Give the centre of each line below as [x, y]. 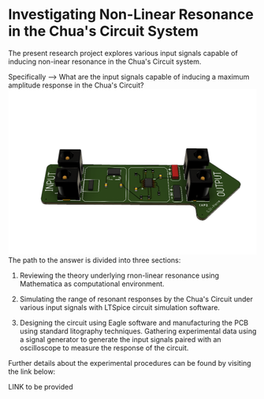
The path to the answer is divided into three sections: [95, 260]
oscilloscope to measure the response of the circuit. [104, 348]
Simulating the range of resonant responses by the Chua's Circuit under [136, 299]
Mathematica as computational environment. [92, 284]
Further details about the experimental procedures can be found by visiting [130, 364]
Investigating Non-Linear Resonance [131, 15]
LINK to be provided [41, 387]
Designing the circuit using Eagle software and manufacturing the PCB [134, 323]
